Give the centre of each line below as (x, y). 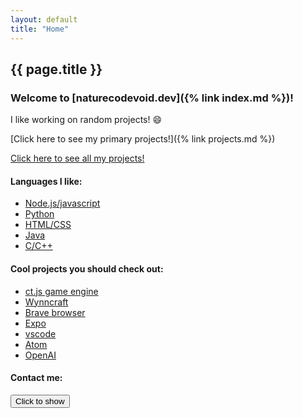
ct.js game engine (61, 291)
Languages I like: (46, 181)
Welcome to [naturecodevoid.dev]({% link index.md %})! (152, 98)
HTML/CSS (48, 225)
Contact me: (36, 378)
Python (39, 214)
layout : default (44, 19)
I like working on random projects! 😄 (86, 120)
